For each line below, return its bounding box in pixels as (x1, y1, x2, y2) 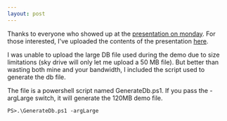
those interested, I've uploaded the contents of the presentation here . (7, 36, 209, 45)
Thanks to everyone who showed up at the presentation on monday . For (7, 29, 216, 38)
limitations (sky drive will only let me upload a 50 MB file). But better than (7, 57, 219, 66)
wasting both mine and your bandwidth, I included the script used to (7, 65, 205, 73)
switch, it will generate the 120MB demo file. (34, 94, 163, 102)
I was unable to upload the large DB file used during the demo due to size (7, 50, 220, 59)
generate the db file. (7, 73, 67, 81)
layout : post (7, 10, 46, 17)
